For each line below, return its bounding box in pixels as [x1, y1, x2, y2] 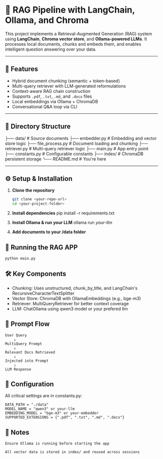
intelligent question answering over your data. [5, 46, 97, 52]
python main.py [5, 256, 36, 261]
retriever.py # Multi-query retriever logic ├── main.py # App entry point [5, 145, 149, 151]
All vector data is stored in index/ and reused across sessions [5, 450, 140, 455]
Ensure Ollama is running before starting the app [5, 441, 110, 446]
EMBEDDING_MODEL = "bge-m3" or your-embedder [5, 411, 98, 416]
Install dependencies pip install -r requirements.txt [12, 210, 115, 216]
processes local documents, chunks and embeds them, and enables [5, 41, 142, 47]
